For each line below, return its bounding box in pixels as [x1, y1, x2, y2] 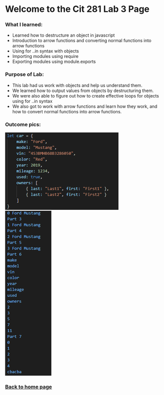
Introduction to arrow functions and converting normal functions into [12, 38, 152, 44]
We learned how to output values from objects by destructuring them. [12, 88, 154, 94]
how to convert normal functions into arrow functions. [12, 108, 122, 114]
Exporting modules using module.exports [12, 58, 96, 65]
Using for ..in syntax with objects [12, 48, 79, 54]
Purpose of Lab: [5, 71, 44, 78]
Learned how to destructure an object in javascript [12, 32, 115, 38]
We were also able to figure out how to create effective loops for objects [12, 93, 159, 99]
